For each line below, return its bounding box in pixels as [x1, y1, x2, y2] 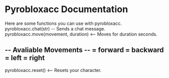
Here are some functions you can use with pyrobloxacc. [5, 20, 122, 26]
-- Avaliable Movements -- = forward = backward [5, 46, 164, 54]
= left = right [5, 54, 45, 62]
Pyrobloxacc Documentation [5, 4, 128, 15]
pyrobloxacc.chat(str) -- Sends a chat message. [5, 25, 105, 31]
